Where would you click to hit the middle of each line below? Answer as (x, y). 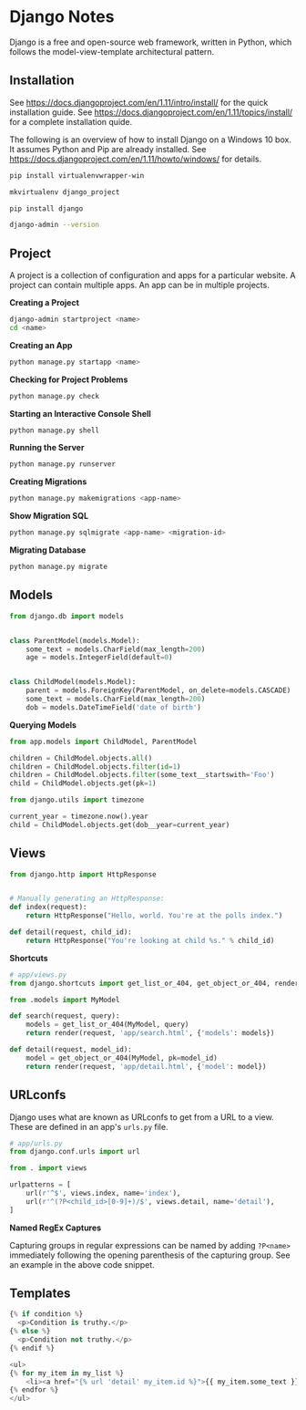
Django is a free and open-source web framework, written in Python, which (151, 42)
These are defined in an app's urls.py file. (89, 1126)
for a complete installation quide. (71, 121)
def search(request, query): (65, 1016)
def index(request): (49, 907)
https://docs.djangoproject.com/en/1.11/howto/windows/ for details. (136, 159)
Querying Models (43, 725)
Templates (40, 1294)
